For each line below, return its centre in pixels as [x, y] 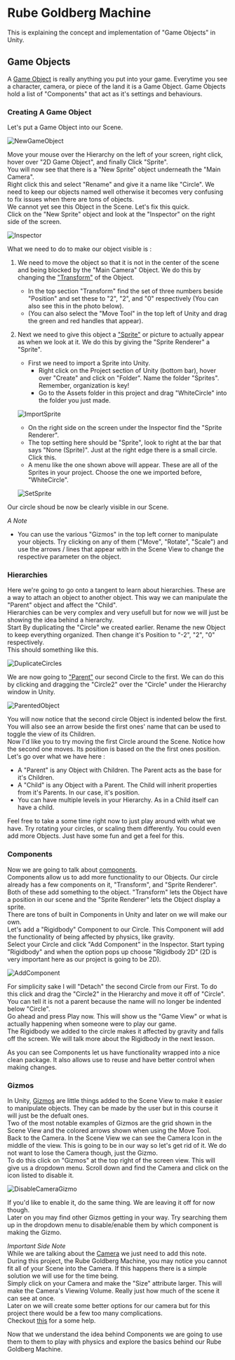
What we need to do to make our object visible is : [80, 249]
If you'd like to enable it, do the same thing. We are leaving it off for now [111, 1202]
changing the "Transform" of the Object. [76, 277]
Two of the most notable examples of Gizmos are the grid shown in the [110, 1123]
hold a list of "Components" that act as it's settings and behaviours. [105, 93]
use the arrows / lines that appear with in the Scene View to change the [121, 549]
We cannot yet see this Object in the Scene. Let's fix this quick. [99, 207]
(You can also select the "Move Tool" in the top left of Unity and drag [127, 313]
